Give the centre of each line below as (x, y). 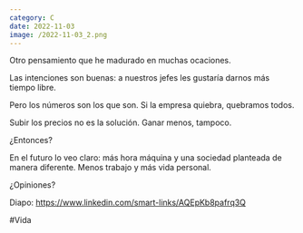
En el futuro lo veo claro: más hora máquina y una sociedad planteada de (146, 158)
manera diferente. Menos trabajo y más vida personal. (110, 168)
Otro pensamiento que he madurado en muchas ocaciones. (120, 61)
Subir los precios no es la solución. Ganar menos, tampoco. (121, 122)
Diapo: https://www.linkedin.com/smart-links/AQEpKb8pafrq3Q (128, 203)
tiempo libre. (33, 88)
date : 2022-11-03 (42, 26)
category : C (32, 18)
